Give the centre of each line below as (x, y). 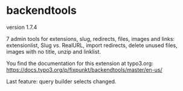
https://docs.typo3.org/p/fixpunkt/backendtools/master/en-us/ (85, 69)
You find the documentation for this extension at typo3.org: (80, 63)
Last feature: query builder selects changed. (61, 81)
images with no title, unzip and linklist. (54, 51)
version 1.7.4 (22, 27)
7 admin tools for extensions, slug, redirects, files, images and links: (91, 39)
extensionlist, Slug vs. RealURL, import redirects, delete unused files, (92, 45)
